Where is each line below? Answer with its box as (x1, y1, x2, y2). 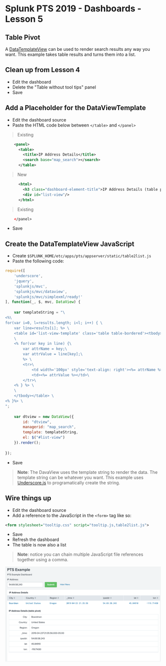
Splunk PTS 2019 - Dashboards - (5, 3, 142, 14)
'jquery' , (14, 279, 35, 284)
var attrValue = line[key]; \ (23, 352, 83, 357)
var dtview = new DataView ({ (14, 414, 74, 419)
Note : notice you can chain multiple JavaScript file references (17, 551, 143, 557)
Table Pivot (5, 33, 41, 42)
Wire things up (5, 494, 51, 502)
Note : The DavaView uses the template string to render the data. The (17, 469, 158, 475)
